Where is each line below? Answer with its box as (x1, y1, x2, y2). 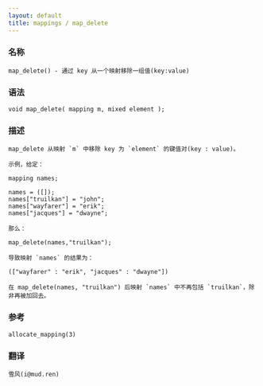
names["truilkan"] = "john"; (8, 196, 105, 204)
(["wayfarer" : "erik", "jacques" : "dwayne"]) (8, 268, 169, 276)
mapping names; (8, 174, 59, 183)
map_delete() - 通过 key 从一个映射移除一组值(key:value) (8, 67, 190, 75)
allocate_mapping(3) (8, 330, 77, 338)
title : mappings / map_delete (8, 19, 109, 27)
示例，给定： (8, 161, 44, 169)
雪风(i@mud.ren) (8, 370, 60, 378)
